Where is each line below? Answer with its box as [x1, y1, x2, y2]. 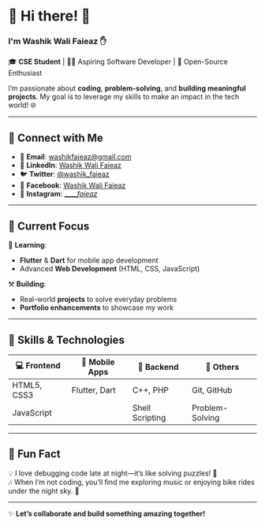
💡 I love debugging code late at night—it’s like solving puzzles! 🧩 [8, 468, 218, 478]
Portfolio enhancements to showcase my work [19, 303, 174, 312]
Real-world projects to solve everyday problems [19, 295, 177, 304]
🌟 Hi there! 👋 [8, 7, 91, 25]
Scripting [132, 412, 166, 423]
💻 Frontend [15, 360, 61, 371]
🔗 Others [205, 361, 240, 372]
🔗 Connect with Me [8, 131, 104, 144]
